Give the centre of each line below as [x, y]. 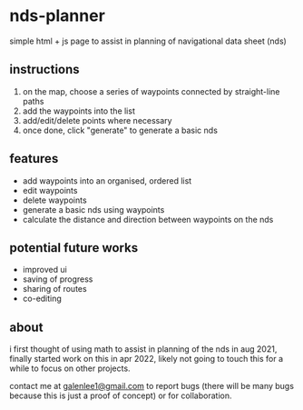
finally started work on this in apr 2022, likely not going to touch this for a [147, 359]
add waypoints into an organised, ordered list [107, 180]
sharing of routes [55, 289]
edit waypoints [50, 190]
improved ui [45, 270]
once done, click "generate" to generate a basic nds [120, 130]
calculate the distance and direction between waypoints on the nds [148, 219]
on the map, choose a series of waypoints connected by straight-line [151, 91]
